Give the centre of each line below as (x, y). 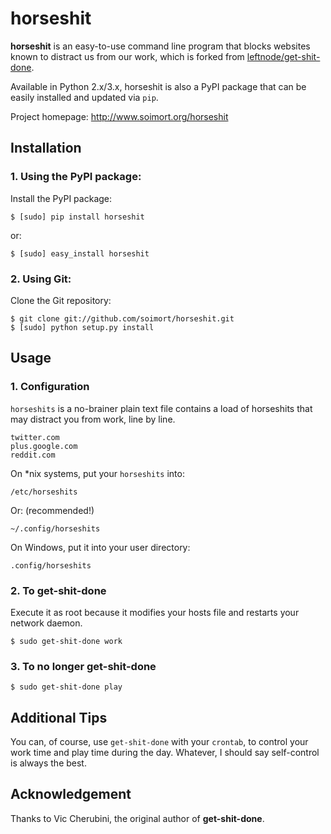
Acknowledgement (71, 794)
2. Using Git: (41, 279)
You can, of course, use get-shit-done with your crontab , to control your (159, 742)
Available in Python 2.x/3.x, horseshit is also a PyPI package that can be (158, 86)
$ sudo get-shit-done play (66, 687)
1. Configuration (50, 387)
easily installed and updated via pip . (84, 97)
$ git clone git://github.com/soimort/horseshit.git (122, 318)
